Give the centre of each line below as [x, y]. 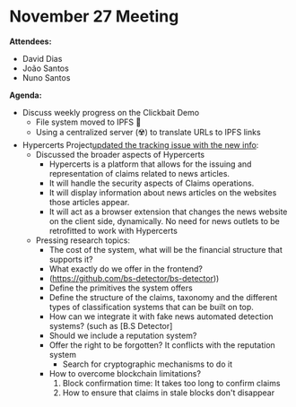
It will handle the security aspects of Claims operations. [152, 183]
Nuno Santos [46, 77]
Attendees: [30, 41]
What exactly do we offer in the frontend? [126, 268]
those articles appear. [89, 202]
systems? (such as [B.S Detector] [111, 325]
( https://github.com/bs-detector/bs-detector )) [134, 278]
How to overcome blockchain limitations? [125, 373]
